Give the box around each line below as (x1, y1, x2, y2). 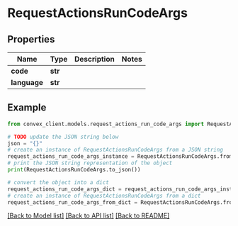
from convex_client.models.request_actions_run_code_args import (7, 120, 204, 128)
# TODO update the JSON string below (7, 133, 119, 140)
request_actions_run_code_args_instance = (7, 153, 135, 160)
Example (7, 101, 47, 114)
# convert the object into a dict (7, 179, 110, 186)
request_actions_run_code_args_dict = (7, 186, 122, 193)
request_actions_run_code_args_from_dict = (7, 198, 138, 206)
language (11, 78, 44, 87)
